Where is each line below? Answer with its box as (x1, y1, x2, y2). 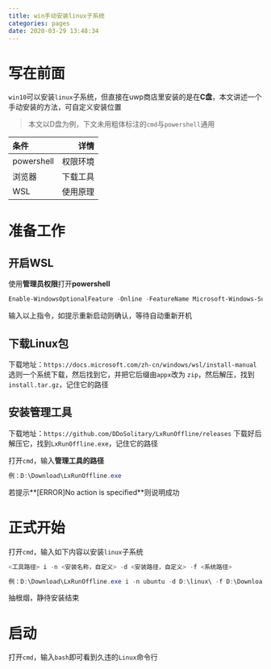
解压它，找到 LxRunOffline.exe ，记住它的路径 (8, 438, 159, 448)
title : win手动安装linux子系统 (8, 11, 105, 20)
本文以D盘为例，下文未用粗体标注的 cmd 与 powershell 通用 (27, 119, 215, 129)
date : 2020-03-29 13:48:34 (8, 27, 99, 35)
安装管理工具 (8, 405, 73, 419)
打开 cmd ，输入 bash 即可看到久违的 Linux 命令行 (8, 652, 158, 662)
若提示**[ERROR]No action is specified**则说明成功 (8, 487, 180, 497)
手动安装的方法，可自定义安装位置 (8, 102, 122, 112)
